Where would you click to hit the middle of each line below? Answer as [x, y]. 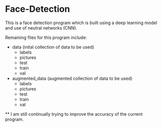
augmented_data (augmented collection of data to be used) [72, 78]
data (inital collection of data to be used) [53, 47]
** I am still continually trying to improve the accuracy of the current [74, 114]
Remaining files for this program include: [46, 37]
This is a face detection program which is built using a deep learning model [81, 23]
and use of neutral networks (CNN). [41, 28]
